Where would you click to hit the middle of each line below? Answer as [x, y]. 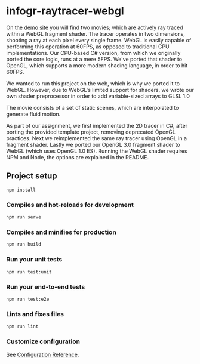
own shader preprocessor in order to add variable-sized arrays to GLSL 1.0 [98, 96]
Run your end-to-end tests [46, 286]
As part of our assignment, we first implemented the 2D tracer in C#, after [97, 125]
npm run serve [24, 217]
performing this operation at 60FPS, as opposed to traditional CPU [88, 47]
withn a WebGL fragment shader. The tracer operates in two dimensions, [96, 33]
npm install [21, 190]
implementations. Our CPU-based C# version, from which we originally [93, 53]
